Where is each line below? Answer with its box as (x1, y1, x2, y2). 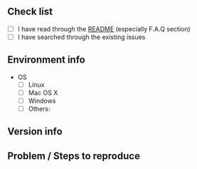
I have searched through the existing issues (17, 32, 146, 41)
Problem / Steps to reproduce (7, 150, 141, 162)
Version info (7, 126, 63, 138)
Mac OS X (28, 88, 58, 97)
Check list (7, 6, 53, 18)
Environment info (7, 53, 85, 66)
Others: (28, 104, 50, 113)
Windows (28, 96, 56, 105)
